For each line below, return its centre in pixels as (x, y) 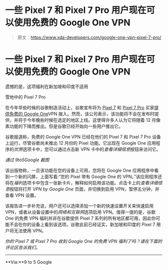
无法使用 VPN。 (30, 230)
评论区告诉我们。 (23, 247)
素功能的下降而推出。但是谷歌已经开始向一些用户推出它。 (64, 126)
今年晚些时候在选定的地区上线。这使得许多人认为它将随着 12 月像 (94, 120)
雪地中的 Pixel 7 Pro (25, 97)
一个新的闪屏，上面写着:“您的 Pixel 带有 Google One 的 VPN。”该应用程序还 (86, 177)
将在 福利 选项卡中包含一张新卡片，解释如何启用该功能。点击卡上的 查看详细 (82, 182)
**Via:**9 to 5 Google (29, 262)
